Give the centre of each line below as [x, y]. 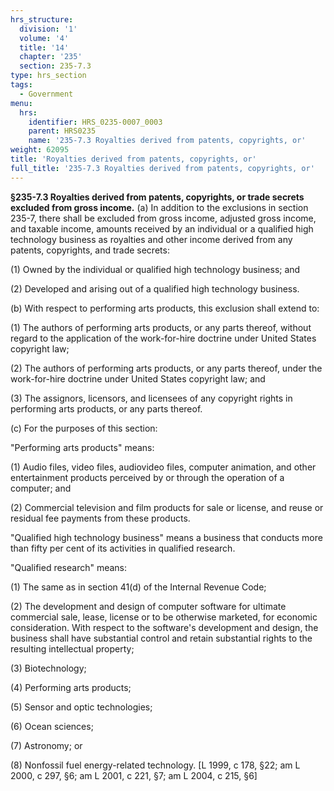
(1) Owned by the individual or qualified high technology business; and [155, 269]
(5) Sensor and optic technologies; [81, 707]
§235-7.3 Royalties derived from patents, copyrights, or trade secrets [157, 197]
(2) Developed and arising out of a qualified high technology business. [155, 288]
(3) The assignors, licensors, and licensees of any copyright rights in [151, 398]
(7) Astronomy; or [46, 745]
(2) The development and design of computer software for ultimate [148, 606]
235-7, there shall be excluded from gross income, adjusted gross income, [163, 218]
